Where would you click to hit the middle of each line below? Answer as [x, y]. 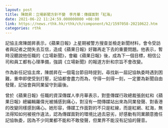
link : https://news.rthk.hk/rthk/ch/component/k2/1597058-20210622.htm [81, 24]
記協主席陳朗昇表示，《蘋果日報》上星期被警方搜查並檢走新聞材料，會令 [78, 43]
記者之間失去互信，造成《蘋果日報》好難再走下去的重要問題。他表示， [86, 49]
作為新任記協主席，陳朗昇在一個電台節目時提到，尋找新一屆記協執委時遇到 [82, 72]
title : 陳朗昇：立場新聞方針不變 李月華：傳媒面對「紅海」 [59, 14]
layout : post [19, 10]
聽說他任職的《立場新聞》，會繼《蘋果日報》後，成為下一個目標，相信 [85, 56]
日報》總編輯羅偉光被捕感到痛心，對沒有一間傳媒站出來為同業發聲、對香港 [86, 102]
